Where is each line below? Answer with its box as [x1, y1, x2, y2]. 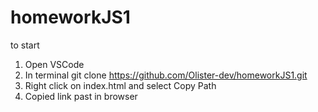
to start [10, 39, 40, 51]
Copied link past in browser [24, 90, 138, 102]
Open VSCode [24, 58, 85, 70]
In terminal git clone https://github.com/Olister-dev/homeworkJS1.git [24, 69, 308, 81]
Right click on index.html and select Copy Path [24, 79, 217, 91]
